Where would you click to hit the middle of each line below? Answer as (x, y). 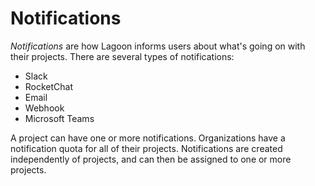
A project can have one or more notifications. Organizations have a (148, 138)
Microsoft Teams (59, 118)
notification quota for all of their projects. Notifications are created (146, 148)
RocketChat (49, 86)
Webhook (44, 108)
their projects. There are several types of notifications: (122, 56)
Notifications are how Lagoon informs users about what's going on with (158, 46)
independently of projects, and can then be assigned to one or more (151, 159)
